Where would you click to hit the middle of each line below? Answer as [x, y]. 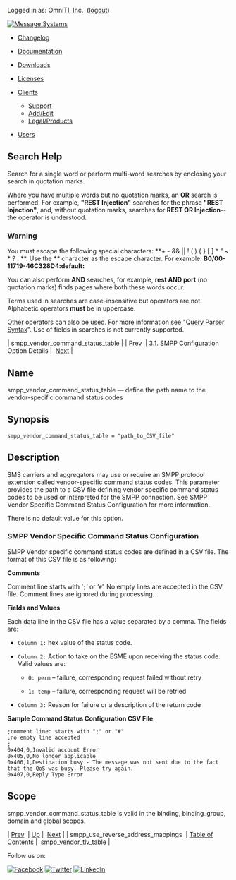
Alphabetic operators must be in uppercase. [72, 308]
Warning [22, 236]
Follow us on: [26, 855]
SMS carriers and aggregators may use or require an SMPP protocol [106, 474]
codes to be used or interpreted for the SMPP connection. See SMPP [107, 497]
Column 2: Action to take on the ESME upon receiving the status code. [119, 656]
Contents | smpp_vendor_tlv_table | [59, 842]
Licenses [31, 78]
